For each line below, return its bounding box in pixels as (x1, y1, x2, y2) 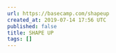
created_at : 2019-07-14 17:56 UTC (7, 17, 107, 23)
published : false (7, 23, 57, 30)
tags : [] (7, 36, 32, 43)
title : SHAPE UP (7, 29, 54, 36)
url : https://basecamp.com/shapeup (7, 10, 110, 17)
